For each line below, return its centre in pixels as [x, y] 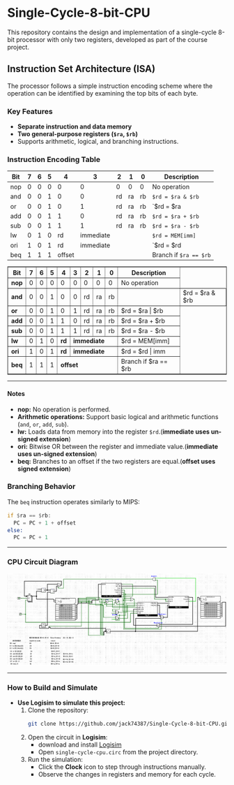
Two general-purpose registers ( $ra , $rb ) [77, 134]
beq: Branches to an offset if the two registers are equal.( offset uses [116, 461]
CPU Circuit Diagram [43, 562]
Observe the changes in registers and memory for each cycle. [127, 775]
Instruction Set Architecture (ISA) [81, 69]
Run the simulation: [55, 760]
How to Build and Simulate [53, 687]
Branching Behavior [41, 487]
